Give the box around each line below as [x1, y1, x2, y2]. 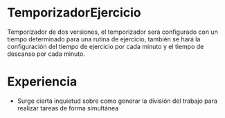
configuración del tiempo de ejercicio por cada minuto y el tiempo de [7, 42, 204, 50]
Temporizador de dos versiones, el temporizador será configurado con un [7, 28, 218, 36]
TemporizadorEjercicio [7, 5, 141, 21]
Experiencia [7, 74, 78, 90]
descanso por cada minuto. [7, 50, 85, 58]
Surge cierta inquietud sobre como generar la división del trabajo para [17, 97, 218, 105]
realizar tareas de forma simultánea [17, 104, 119, 112]
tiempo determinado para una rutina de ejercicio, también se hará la [7, 35, 201, 43]
